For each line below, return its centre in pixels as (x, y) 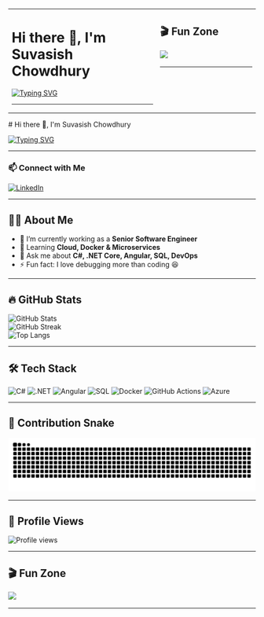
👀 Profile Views (46, 521)
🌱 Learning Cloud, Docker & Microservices (90, 248)
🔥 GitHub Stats (45, 299)
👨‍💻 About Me (41, 220)
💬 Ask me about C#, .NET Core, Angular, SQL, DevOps (108, 255)
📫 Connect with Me (47, 168)
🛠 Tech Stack (42, 368)
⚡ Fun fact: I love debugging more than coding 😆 (99, 265)
